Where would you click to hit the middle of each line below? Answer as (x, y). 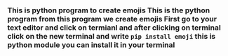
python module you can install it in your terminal (91, 45)
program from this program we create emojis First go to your (112, 19)
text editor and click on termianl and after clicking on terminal (114, 28)
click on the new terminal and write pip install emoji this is (112, 36)
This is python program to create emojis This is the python (109, 10)
